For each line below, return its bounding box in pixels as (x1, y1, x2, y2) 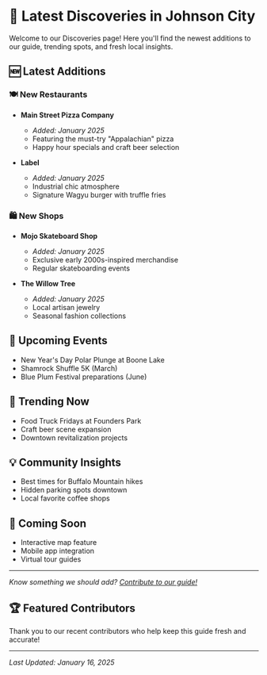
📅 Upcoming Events (9, 334, 108, 347)
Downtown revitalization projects (20, 432, 128, 443)
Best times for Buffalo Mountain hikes (20, 477, 143, 486)
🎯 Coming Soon (9, 516, 86, 530)
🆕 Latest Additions (9, 65, 106, 79)
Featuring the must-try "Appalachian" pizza (32, 134, 174, 144)
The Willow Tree (20, 278, 76, 288)
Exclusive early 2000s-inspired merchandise (32, 255, 179, 264)
